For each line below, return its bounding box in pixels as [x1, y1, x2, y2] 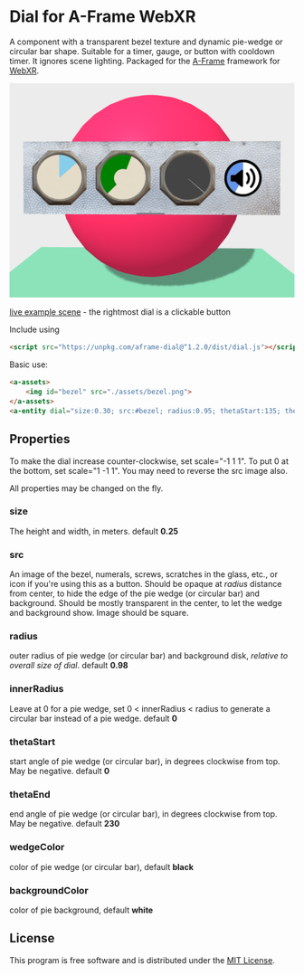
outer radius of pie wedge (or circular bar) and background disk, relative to [9, 650, 289, 661]
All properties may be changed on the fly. [9, 482, 164, 494]
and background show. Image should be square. [9, 608, 189, 619]
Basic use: [9, 359, 48, 370]
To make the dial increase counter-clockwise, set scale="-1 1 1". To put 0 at [9, 455, 290, 467]
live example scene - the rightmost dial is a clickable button [9, 307, 231, 317]
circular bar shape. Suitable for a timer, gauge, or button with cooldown [9, 45, 276, 56]
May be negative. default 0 [9, 765, 110, 776]
